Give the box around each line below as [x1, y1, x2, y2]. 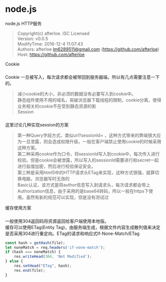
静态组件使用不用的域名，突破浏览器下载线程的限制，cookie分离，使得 [17, 97, 162, 103]
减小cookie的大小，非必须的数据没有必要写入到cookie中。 [17, 91, 136, 97]
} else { [5, 259, 23, 264]
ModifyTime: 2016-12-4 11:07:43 [17, 41, 83, 47]
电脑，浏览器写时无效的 [21, 175, 70, 181]
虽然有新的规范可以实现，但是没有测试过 [26, 194, 109, 200]
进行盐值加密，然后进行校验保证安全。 [17, 163, 96, 169]
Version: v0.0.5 [17, 36, 49, 42]
